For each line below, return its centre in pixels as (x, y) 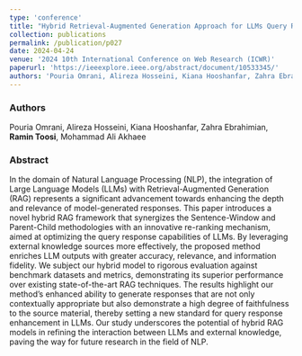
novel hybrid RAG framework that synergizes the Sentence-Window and (142, 218)
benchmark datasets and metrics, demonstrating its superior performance (147, 275)
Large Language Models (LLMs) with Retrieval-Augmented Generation (139, 189)
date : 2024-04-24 (42, 51)
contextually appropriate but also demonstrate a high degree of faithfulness (149, 304)
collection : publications (58, 34)
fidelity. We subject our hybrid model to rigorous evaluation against (133, 265)
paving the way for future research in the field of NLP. (109, 342)
